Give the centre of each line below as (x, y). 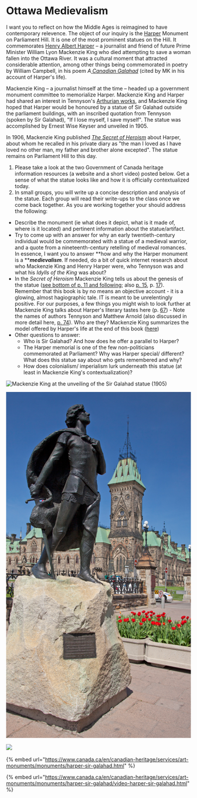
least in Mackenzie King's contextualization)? (78, 372)
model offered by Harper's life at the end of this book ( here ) (87, 328)
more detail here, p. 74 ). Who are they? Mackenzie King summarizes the (102, 322)
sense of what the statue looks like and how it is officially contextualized (102, 180)
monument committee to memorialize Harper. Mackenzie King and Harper (95, 95)
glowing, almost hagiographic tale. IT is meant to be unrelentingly (94, 297)
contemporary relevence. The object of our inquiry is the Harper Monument (97, 33)
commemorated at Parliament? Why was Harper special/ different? (104, 353)
